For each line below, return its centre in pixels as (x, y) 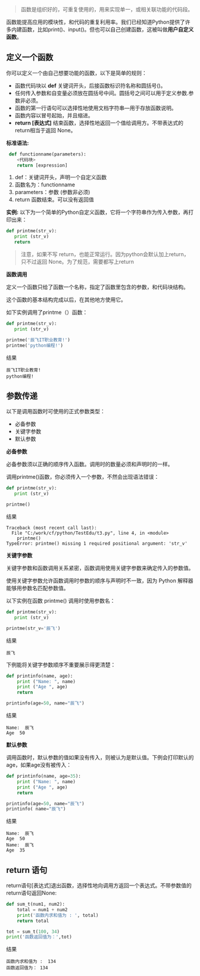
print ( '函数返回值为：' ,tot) (39, 937)
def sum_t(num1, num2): (36, 905)
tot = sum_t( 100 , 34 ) (33, 931)
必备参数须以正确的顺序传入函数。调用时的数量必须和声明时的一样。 (90, 464)
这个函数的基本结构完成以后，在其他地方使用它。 (66, 300)
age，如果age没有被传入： (39, 765)
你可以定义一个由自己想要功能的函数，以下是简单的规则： (76, 73)
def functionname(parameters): (47, 154)
